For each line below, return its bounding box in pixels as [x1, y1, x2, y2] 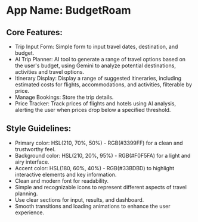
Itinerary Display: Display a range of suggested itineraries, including [14, 75, 182, 82]
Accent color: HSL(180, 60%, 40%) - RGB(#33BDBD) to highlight [14, 164, 175, 171]
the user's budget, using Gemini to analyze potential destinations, [14, 62, 176, 69]
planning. [14, 190, 38, 197]
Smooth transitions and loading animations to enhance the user [14, 202, 171, 210]
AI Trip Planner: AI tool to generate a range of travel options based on [14, 56, 186, 62]
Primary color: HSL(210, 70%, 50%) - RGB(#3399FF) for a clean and [14, 139, 183, 146]
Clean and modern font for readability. [14, 177, 109, 185]
